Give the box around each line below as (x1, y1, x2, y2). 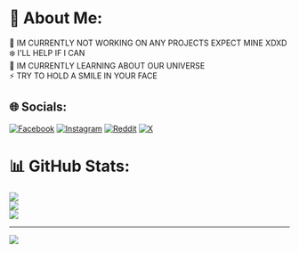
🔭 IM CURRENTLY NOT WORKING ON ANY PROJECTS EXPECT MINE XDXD (9, 37, 287, 48)
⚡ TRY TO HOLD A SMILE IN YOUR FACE (9, 70, 158, 81)
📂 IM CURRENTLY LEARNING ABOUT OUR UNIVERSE (9, 60, 206, 70)
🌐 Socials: (9, 100, 68, 115)
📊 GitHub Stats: (9, 156, 131, 176)
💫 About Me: (9, 8, 103, 29)
